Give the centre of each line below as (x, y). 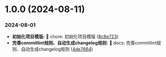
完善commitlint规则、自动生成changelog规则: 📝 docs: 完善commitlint (84, 43)
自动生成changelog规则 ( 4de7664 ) (57, 49)
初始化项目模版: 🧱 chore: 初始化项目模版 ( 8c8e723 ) (65, 37)
